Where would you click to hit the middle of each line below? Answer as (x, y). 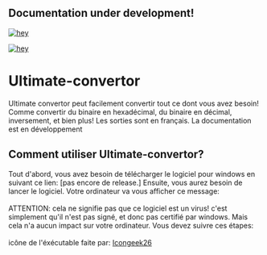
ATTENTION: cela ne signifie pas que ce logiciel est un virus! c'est (118, 208)
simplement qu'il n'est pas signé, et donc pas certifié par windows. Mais (128, 216)
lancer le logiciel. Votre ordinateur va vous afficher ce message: (114, 191)
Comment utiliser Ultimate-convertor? (106, 155)
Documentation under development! (101, 13)
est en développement (45, 129)
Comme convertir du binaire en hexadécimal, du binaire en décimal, (120, 111)
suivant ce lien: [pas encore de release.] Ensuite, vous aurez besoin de (125, 182)
